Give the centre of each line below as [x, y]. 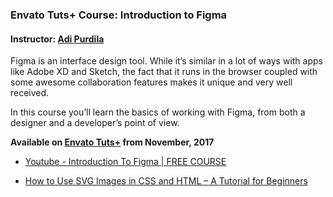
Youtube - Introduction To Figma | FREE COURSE [125, 162]
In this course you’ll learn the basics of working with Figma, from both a [158, 112]
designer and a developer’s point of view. [95, 123]
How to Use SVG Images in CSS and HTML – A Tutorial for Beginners [166, 181]
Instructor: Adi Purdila [57, 39]
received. [30, 93]
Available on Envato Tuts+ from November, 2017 [112, 142]
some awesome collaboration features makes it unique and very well [151, 82]
